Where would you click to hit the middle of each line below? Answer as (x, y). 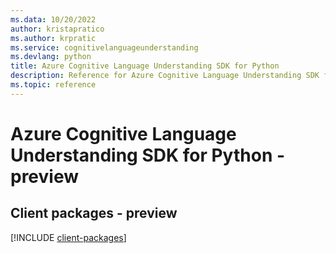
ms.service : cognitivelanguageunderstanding (104, 47)
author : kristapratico (57, 29)
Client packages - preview (94, 213)
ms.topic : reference (53, 85)
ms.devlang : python (51, 57)
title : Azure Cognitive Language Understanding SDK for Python (145, 66)
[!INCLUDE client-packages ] (68, 237)
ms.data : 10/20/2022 (53, 19)
